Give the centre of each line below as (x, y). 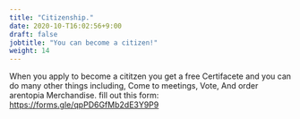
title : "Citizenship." (51, 17)
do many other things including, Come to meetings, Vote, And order (134, 86)
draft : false (34, 34)
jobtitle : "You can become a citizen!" (84, 42)
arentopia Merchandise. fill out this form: (84, 96)
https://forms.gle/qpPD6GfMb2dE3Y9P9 (84, 105)
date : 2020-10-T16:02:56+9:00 (66, 26)
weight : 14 (30, 51)
